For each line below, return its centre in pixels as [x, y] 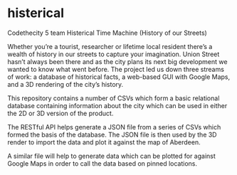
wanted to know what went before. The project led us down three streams [116, 69]
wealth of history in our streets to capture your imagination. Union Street [114, 54]
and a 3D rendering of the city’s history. [65, 84]
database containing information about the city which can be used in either [117, 105]
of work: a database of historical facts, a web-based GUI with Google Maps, [119, 77]
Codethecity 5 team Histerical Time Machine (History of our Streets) [107, 33]
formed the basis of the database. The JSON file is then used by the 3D [112, 134]
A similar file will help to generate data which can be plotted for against [111, 156]
